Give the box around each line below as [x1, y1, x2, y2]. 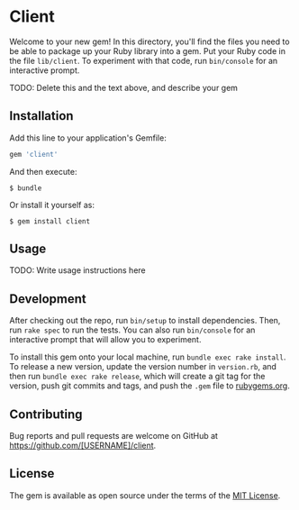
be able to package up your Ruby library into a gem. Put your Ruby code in [9, 45, 286, 56]
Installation [9, 108, 74, 123]
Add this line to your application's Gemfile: [9, 132, 167, 143]
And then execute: [9, 166, 77, 177]
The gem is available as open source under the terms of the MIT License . [9, 489, 281, 501]
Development [9, 291, 87, 306]
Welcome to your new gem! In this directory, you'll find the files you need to [9, 36, 290, 47]
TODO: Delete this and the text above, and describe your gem [9, 82, 239, 93]
